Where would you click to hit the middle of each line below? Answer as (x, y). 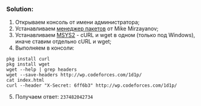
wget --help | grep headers (42, 70)
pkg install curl (28, 59)
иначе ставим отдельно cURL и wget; (63, 42)
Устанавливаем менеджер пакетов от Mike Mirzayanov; (87, 28)
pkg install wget (28, 65)
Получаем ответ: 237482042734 (54, 97)
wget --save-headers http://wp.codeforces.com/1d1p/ (74, 75)
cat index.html (25, 81)
